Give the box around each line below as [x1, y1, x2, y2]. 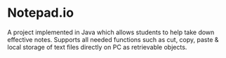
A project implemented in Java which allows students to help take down [7, 28, 215, 36]
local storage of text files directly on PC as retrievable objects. [7, 43, 187, 51]
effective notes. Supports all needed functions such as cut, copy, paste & [7, 35, 219, 43]
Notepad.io [7, 5, 74, 21]
